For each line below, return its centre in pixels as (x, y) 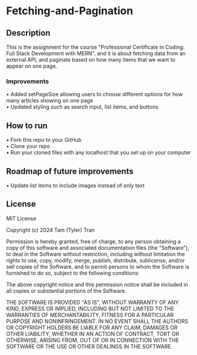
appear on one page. (32, 66)
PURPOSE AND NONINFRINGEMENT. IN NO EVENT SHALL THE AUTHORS (97, 321)
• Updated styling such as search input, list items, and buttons (82, 107)
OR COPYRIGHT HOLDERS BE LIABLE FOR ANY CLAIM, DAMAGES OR (92, 327)
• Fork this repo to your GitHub (44, 140)
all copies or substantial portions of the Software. (66, 291)
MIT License (21, 218)
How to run (27, 126)
